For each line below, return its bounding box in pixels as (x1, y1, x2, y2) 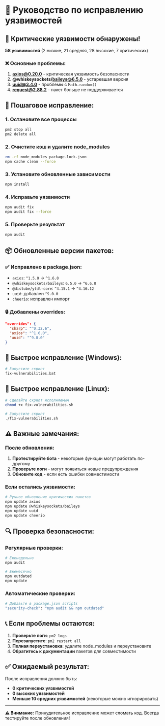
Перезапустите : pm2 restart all (12, 638, 81, 644)
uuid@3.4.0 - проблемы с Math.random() (12, 81, 97, 88)
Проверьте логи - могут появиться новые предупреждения (12, 466, 138, 472)
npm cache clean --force (5, 159, 56, 164)
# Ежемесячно (5, 569, 32, 574)
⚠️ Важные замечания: (5, 429, 80, 438)
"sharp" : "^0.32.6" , (9, 326, 52, 331)
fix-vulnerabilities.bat (5, 371, 56, 376)
